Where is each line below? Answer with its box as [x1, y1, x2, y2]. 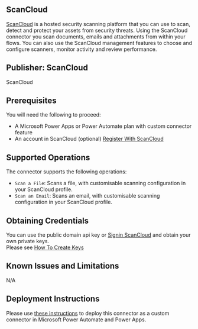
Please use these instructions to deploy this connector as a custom [6, 309, 170, 317]
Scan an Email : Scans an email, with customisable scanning [14, 192, 160, 199]
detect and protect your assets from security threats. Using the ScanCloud [6, 27, 188, 34]
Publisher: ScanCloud [6, 63, 89, 73]
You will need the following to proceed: [6, 111, 102, 118]
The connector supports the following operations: [6, 168, 127, 175]
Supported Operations [6, 152, 90, 162]
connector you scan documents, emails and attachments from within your [6, 33, 186, 40]
